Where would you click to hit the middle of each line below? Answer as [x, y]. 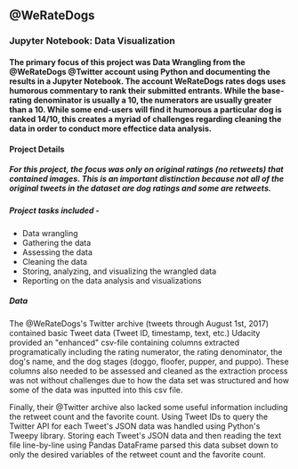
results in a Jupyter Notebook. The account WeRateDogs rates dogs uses [148, 81]
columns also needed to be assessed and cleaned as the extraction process [149, 371]
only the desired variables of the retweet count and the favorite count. [137, 454]
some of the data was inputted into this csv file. [96, 390]
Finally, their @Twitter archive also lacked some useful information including [149, 407]
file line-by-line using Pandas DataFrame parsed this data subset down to [144, 445]
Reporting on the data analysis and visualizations [112, 280]
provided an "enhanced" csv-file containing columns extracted [125, 342]
